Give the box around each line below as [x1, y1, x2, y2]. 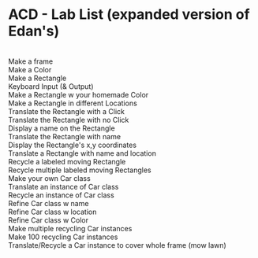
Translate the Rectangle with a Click [8, 106, 125, 116]
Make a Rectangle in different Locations [8, 98, 138, 108]
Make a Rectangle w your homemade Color [8, 90, 149, 99]
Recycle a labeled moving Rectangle [8, 157, 126, 166]
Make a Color [8, 64, 52, 74]
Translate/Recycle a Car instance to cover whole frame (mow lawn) [8, 240, 226, 249]
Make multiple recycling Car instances [8, 223, 133, 233]
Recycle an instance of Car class [8, 190, 114, 200]
